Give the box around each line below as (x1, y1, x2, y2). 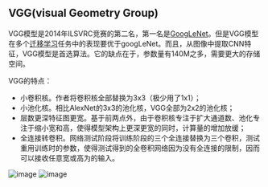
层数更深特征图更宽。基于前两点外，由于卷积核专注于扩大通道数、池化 (19, 112, 254, 123)
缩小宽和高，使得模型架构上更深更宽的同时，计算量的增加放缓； (34, 123, 246, 132)
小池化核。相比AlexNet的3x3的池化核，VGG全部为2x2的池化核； (19, 103, 235, 112)
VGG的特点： (8, 75, 52, 85)
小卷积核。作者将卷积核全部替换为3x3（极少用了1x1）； (19, 92, 201, 103)
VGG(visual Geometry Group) (8, 6, 159, 20)
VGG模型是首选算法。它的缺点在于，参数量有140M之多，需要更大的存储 (22, 48, 261, 59)
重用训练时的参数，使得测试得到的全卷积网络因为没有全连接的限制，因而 (19, 143, 260, 152)
